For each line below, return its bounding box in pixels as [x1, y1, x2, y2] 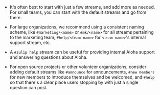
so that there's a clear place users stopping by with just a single [9, 79, 138, 85]
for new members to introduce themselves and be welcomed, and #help [9, 74, 155, 80]
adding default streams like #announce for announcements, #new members [9, 69, 155, 75]
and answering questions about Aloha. [9, 54, 88, 60]
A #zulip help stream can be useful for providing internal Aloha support [9, 49, 155, 55]
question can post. [9, 85, 47, 90]
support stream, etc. [9, 40, 51, 46]
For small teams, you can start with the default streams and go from [9, 9, 147, 15]
